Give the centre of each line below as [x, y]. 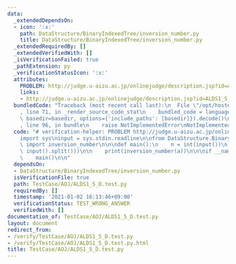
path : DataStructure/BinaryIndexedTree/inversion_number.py [110, 33]
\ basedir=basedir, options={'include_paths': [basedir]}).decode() [122, 118]
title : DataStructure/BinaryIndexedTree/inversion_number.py [111, 40]
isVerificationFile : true [52, 177]
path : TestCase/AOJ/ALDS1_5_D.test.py [71, 184]
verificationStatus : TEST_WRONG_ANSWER [72, 204]
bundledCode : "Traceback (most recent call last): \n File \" [106, 106]
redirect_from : [29, 230]
